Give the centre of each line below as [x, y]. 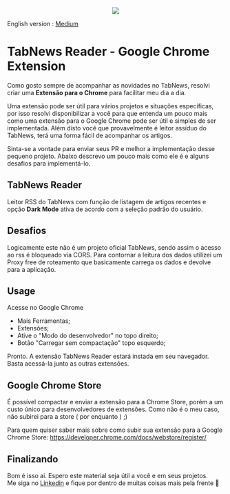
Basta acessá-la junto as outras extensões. [68, 364]
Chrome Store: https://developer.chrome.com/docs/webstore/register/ [107, 437]
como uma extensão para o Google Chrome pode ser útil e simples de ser [112, 121]
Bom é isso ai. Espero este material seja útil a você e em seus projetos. [107, 476]
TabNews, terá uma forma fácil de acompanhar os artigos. [90, 135]
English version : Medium [43, 24]
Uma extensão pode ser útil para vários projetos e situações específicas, [111, 106]
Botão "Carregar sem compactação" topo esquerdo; [91, 343]
